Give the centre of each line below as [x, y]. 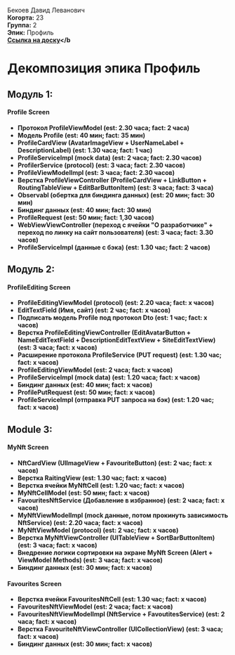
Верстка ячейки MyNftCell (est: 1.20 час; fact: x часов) [101, 485]
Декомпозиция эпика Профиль [104, 69]
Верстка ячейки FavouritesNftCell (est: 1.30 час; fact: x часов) [112, 599]
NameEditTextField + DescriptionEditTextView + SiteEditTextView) [116, 340]
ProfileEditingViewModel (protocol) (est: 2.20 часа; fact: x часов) [116, 303]
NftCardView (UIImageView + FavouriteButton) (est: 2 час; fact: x [115, 462]
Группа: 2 [22, 25]
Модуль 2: [31, 270]
